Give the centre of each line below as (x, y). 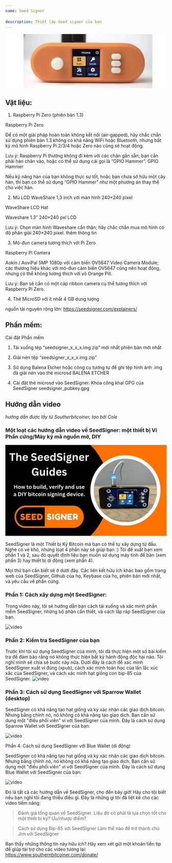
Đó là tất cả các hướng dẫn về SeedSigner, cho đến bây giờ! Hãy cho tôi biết (86, 792)
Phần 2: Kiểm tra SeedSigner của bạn (52, 640)
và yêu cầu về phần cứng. (33, 581)
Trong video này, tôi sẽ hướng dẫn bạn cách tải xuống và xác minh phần (81, 606)
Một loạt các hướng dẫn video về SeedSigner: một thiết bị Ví (81, 430)
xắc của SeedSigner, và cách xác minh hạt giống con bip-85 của (73, 673)
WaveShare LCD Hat (27, 208)
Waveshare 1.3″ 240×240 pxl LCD (41, 217)
